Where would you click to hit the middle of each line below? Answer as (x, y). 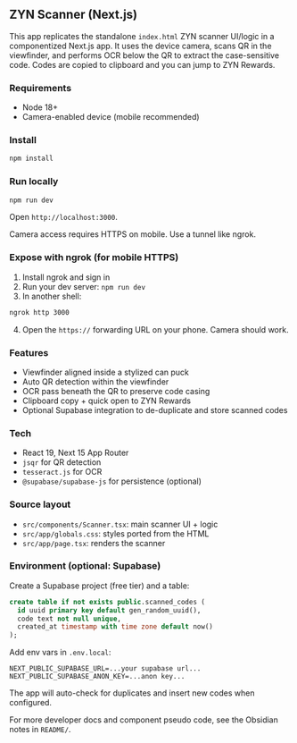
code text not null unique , (70, 619)
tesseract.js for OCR (62, 472)
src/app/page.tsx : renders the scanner (94, 543)
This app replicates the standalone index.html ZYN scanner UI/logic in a (142, 36)
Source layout (40, 504)
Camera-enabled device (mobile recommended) (111, 117)
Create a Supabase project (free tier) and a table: (99, 586)
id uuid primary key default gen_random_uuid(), (109, 610)
